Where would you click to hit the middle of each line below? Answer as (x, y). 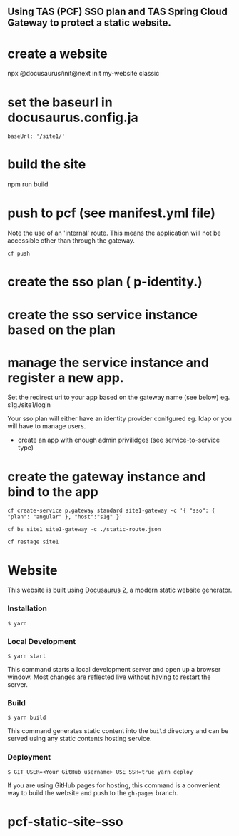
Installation (27, 608)
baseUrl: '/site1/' (36, 136)
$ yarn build (27, 718)
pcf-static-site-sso (65, 821)
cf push (19, 254)
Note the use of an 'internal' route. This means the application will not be (114, 233)
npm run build (28, 184)
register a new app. (66, 377)
